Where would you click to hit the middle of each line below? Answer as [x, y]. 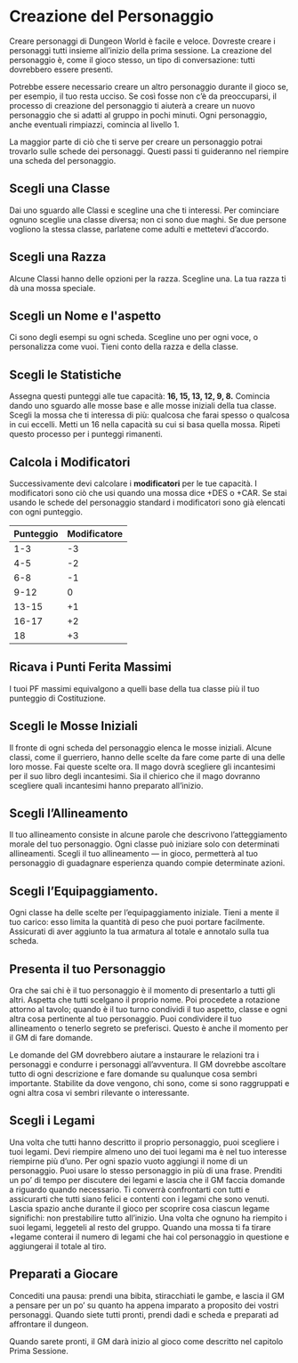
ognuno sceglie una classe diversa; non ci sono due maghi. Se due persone [148, 219]
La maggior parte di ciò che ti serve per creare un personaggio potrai [136, 142]
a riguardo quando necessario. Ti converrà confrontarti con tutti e [130, 1189]
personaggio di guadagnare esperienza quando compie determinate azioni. [147, 863]
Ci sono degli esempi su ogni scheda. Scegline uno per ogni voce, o [134, 337]
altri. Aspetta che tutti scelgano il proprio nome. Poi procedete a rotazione [145, 1000]
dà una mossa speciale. [52, 288]
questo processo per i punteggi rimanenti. [86, 434]
